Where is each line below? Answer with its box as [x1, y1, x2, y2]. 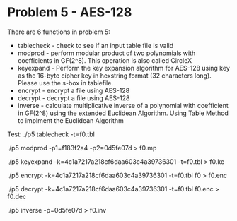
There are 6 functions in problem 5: [7, 28, 111, 36]
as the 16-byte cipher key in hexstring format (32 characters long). [17, 71, 212, 80]
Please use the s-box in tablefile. [17, 78, 113, 87]
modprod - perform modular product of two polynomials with [17, 49, 196, 57]
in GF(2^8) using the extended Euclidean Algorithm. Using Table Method [17, 109, 229, 117]
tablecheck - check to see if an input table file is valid [17, 41, 174, 49]
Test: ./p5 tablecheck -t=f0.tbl [7, 130, 96, 138]
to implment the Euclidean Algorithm [17, 116, 124, 124]
